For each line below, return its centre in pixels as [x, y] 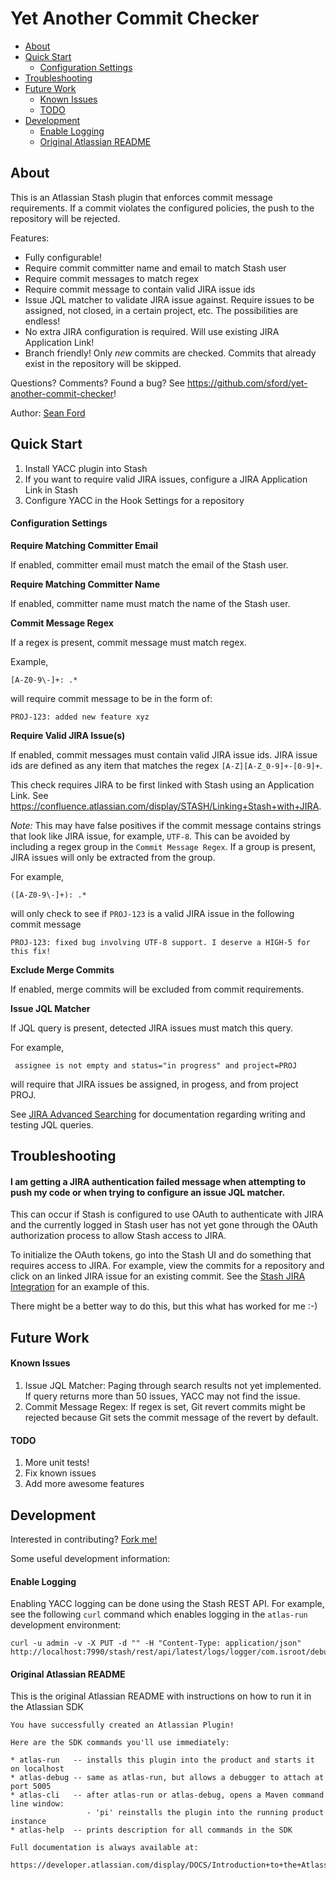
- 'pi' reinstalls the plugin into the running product [205, 1813]
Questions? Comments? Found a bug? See [97, 383]
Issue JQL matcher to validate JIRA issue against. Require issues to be [169, 299]
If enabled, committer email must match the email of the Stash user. [149, 564]
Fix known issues [60, 1473]
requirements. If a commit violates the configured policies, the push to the [162, 208]
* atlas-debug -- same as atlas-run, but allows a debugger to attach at [167, 1778]
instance [28, 1822]
